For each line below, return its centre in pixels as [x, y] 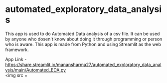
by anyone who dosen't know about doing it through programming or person [84, 39]
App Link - [16, 59]
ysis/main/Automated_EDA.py [36, 70]
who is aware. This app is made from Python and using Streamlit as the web [83, 44]
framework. [17, 49]
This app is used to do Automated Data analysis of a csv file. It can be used [83, 33]
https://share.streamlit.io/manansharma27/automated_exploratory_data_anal [83, 64]
